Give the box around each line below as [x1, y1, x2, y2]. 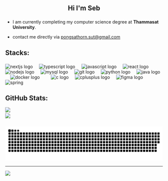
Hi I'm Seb [67, 4, 100, 12]
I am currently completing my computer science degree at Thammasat [12, 19, 159, 25]
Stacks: [5, 48, 30, 57]
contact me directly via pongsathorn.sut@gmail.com [12, 34, 120, 40]
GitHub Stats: [5, 94, 48, 102]
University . [12, 24, 36, 30]
